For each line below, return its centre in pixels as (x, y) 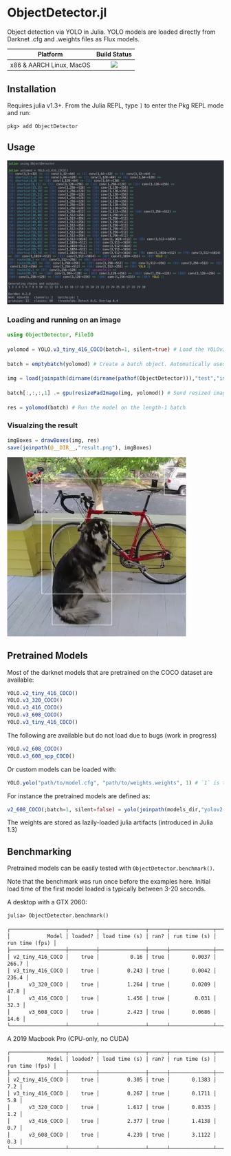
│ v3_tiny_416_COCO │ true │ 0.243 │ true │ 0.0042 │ (112, 971)
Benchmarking (40, 852)
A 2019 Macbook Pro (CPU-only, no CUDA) (68, 1039)
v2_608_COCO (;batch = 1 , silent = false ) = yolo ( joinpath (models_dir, (104, 809)
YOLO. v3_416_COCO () (35, 708)
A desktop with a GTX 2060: (47, 902)
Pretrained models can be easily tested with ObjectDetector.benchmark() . (111, 868)
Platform (50, 54)
